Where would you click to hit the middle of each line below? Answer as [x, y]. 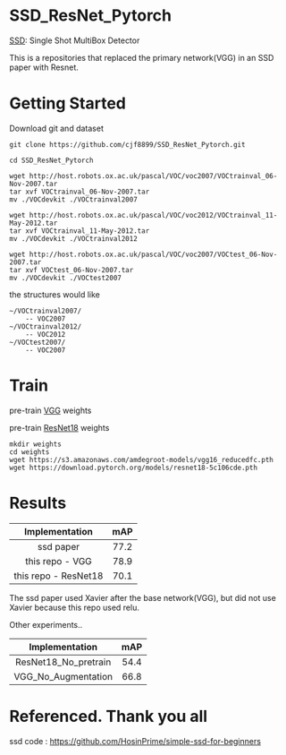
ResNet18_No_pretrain [63, 662]
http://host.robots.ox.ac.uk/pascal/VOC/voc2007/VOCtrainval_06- [153, 176]
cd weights [29, 452]
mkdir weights [36, 444]
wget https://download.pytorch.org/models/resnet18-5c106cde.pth [133, 468]
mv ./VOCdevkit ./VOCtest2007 [66, 278]
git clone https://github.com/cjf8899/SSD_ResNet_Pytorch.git [127, 144]
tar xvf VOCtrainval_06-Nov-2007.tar [80, 192]
